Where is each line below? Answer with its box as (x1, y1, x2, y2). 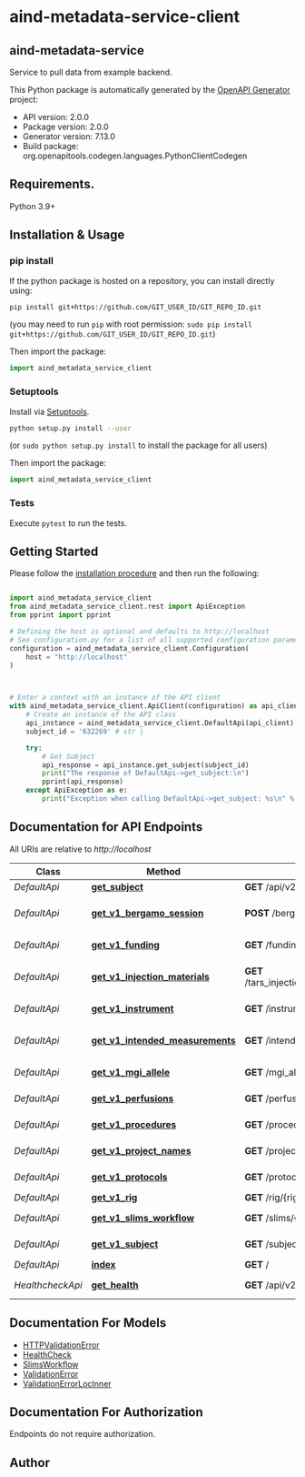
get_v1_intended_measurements (91, 1034, 236, 1047)
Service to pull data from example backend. (9, 66, 172, 77)
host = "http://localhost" (25, 653, 128, 662)
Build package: (22, 141, 79, 151)
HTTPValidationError (22, 1340, 100, 1351)
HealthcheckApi (14, 1279, 84, 1291)
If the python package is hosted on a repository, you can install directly (9, 275, 275, 286)
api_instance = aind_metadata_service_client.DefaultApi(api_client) (25, 719, 295, 728)
